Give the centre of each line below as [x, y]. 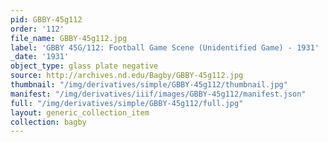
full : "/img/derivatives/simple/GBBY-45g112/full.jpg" [127, 103]
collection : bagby [48, 122]
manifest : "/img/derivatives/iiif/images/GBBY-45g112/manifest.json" [158, 94]
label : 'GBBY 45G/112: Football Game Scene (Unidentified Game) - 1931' [165, 47]
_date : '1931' [40, 57]
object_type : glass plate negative [84, 66]
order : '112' [37, 29]
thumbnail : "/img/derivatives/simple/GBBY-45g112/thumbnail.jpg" [149, 85]
